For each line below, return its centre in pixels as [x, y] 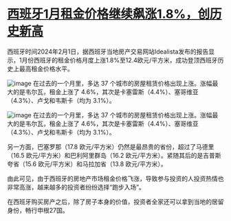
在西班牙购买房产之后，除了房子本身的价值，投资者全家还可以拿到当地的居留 [115, 201]
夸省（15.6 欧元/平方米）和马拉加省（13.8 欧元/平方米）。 [87, 164]
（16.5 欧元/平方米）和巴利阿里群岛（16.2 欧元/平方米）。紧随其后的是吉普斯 [114, 155]
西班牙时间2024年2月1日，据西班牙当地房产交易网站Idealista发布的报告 [108, 51]
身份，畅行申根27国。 [38, 210]
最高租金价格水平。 [46, 69]
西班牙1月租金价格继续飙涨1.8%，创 [109, 14]
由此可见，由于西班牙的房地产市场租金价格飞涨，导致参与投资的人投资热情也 [115, 178]
